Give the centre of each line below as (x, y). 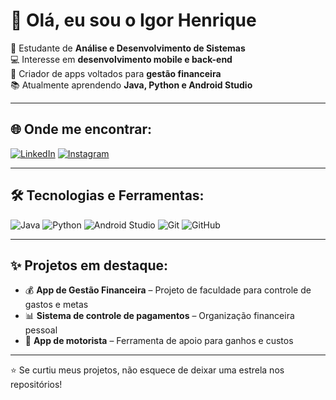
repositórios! (36, 385)
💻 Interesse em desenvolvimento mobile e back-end (121, 59)
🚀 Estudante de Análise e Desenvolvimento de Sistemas (128, 48)
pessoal (41, 330)
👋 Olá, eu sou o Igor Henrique (133, 20)
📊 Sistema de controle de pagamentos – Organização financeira (159, 316)
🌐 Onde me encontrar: (81, 129)
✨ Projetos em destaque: (89, 265)
